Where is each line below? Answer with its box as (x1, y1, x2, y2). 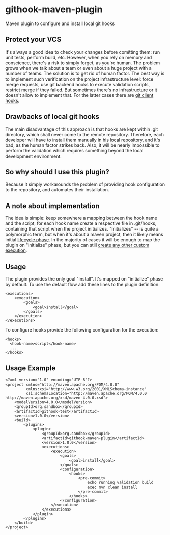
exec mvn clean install (87, 485, 138, 490)
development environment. (5, 153, 62, 159)
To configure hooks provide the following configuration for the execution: (5, 327, 159, 333)
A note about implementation (5, 201, 100, 210)
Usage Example (5, 364, 56, 373)
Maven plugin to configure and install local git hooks (5, 20, 115, 27)
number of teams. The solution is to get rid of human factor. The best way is (5, 70, 165, 77)
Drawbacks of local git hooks (5, 112, 99, 121)
